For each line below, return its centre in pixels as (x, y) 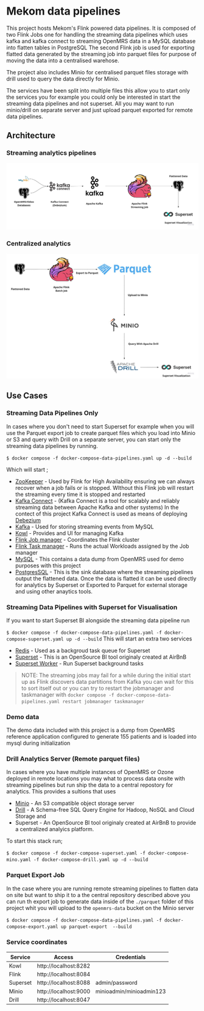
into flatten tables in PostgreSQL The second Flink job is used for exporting (100, 48)
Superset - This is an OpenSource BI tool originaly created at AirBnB (101, 657)
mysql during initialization (38, 743)
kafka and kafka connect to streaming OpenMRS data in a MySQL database (101, 41)
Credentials (131, 957)
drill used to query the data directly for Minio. (63, 79)
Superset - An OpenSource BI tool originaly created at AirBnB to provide (106, 823)
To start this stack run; (34, 841)
